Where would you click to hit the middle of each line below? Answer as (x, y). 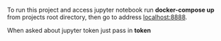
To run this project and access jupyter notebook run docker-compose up (111, 10)
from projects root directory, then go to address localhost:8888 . (97, 17)
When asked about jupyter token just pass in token (79, 30)
